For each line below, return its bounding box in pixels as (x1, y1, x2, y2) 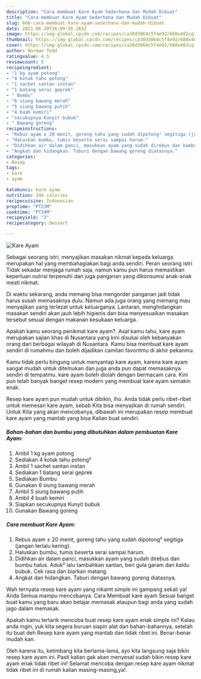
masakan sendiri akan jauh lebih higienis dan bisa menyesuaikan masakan (6, 310, 189, 316)
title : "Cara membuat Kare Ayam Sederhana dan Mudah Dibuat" (6, 14, 162, 20)
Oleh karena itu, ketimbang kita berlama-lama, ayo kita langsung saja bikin (6, 647, 190, 654)
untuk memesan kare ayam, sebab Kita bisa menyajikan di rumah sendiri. (6, 402, 186, 409)
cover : (6, 43, 23, 49)
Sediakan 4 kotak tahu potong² (14, 456, 92, 463)
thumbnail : (6, 37, 33, 43)
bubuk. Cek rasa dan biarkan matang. (14, 568, 108, 575)
